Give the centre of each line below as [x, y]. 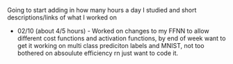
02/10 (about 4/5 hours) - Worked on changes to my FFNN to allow [113, 31]
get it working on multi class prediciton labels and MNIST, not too [111, 46]
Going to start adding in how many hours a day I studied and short [102, 10]
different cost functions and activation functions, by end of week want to [121, 38]
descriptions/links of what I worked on [62, 17]
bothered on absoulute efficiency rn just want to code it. [98, 53]
